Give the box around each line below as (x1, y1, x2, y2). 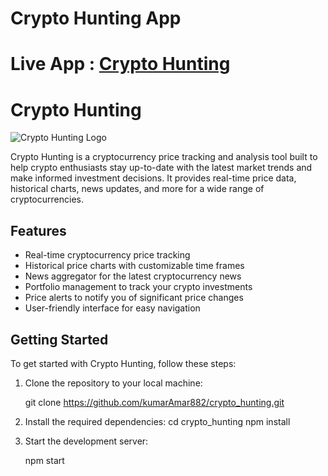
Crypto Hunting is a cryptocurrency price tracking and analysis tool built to (10, 151, 318, 163)
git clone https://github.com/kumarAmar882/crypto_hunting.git (24, 396, 285, 408)
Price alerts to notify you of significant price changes (24, 292, 244, 304)
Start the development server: (24, 435, 149, 447)
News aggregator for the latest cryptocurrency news (24, 270, 242, 282)
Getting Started (10, 331, 109, 348)
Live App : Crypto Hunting (10, 53, 231, 76)
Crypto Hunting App (10, 7, 182, 30)
